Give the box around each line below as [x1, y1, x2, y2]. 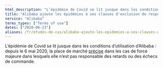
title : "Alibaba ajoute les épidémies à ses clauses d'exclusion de [5, 12, 147, 17]
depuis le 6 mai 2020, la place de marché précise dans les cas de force [5, 48, 148, 54]
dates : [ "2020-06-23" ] [5, 25, 51, 30]
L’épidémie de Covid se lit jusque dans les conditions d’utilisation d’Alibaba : [5, 43, 157, 49]
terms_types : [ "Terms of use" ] [5, 20, 68, 26]
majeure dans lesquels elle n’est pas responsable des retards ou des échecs [5, 53, 158, 59]
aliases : [5, 30, 23, 34]
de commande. [5, 59, 35, 64]
